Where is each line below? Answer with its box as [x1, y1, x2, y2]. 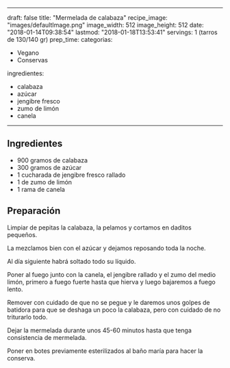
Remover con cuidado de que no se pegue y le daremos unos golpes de [7, 298, 210, 306]
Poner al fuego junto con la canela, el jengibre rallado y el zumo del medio [7, 270, 216, 278]
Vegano [16, 49, 40, 57]
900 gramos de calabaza [16, 156, 88, 164]
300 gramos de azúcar [16, 163, 82, 171]
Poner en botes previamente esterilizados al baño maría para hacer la [7, 347, 203, 355]
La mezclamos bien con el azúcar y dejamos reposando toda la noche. [7, 244, 207, 252]
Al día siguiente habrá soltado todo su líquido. [7, 257, 136, 265]
